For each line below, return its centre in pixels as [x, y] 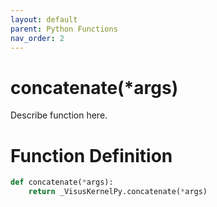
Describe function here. [59, 115]
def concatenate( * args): [62, 182]
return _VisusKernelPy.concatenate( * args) [118, 192]
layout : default [44, 19]
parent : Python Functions [64, 29]
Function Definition [91, 155]
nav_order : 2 [37, 38]
